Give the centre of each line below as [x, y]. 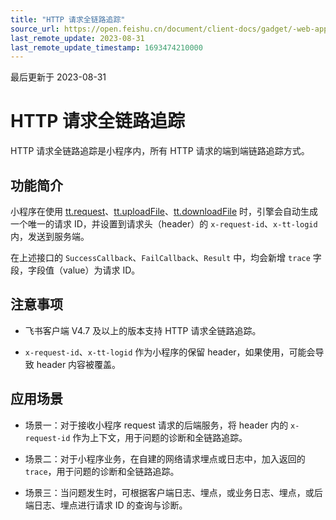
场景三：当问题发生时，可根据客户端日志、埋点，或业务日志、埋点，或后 [173, 492]
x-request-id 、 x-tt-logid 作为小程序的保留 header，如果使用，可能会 [170, 352]
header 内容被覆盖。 [79, 364]
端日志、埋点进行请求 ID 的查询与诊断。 [106, 505]
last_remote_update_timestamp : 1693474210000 [106, 47]
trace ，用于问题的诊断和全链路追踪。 [102, 471]
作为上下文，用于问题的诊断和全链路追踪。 [160, 437]
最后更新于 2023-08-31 [58, 77]
